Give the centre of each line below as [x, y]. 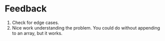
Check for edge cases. [35, 22]
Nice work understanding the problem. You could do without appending [86, 27]
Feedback [26, 9]
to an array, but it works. [37, 33]
